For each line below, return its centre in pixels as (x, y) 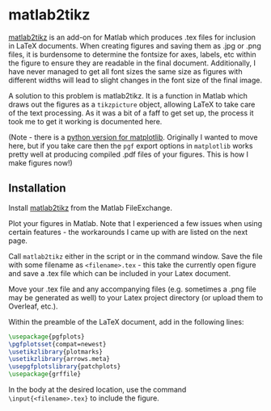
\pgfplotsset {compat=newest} (57, 344)
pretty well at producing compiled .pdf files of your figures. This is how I (129, 154)
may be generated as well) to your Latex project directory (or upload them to (136, 297)
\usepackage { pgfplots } (47, 337)
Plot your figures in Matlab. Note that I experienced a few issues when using (135, 223)
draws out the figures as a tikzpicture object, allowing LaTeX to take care (132, 104)
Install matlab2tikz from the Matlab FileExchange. (90, 208)
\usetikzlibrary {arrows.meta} (59, 359)
